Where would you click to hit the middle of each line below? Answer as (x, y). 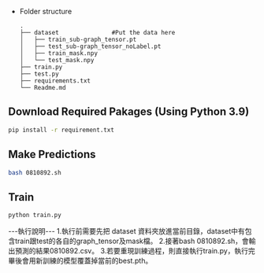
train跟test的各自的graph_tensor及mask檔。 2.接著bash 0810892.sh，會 (132, 241)
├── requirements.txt (55, 81)
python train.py (35, 216)
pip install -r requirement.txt (61, 130)
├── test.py (39, 74)
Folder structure (46, 11)
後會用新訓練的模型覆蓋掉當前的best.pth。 (84, 261)
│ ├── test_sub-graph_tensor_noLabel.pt (90, 46)
